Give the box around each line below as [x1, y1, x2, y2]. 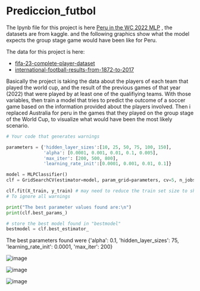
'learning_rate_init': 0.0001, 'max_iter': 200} [6, 243, 113, 250]
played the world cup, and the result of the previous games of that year [6, 83, 181, 91]
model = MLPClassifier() [6, 172, 68, 178]
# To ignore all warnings [6, 193, 70, 199]
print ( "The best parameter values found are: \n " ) [6, 204, 132, 210]
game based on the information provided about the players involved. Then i [6, 103, 191, 110]
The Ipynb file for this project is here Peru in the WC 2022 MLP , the [6, 24, 173, 31]
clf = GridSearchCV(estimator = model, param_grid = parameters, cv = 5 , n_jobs [6, 177, 196, 183]
